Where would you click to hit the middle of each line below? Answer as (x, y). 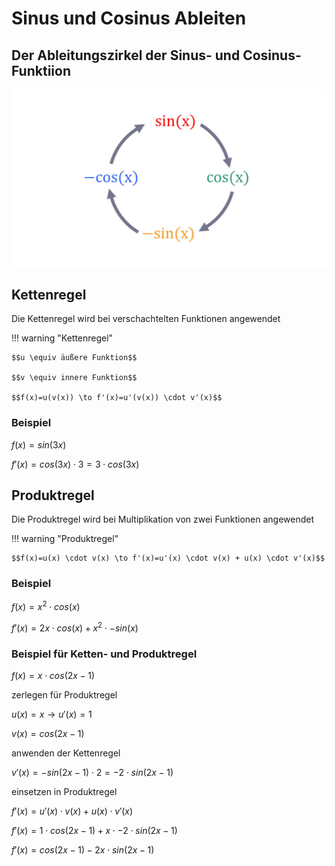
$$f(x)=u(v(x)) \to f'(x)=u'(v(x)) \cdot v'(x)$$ (117, 398)
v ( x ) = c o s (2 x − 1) (48, 734)
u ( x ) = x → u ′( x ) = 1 (52, 714)
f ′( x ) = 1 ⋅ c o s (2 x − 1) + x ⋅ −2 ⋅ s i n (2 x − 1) (94, 831)
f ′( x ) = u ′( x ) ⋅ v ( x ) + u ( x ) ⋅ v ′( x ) (72, 811)
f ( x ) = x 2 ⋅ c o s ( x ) (46, 606)
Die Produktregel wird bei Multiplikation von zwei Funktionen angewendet (163, 519)
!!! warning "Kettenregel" (62, 338)
